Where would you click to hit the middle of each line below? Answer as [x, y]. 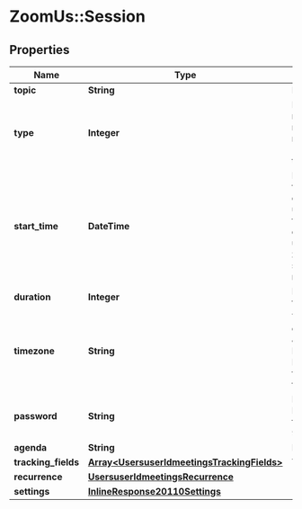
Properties [40, 50]
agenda [31, 447]
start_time [36, 226]
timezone [35, 351]
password [36, 416]
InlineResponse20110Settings [155, 491]
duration [32, 297]
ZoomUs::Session [77, 17]
